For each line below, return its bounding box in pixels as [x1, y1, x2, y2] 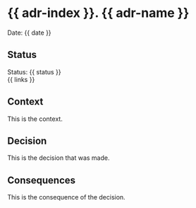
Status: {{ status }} [7, 67, 61, 76]
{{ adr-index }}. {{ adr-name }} [7, 5, 190, 21]
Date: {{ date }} [7, 28, 51, 37]
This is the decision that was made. [7, 154, 110, 162]
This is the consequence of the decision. [7, 193, 125, 202]
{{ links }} [7, 75, 35, 83]
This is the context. [7, 115, 63, 123]
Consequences [7, 174, 76, 186]
